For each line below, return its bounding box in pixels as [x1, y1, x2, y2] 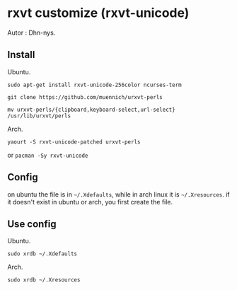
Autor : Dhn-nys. [7, 28, 56, 37]
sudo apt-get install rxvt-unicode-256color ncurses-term [7, 81, 182, 88]
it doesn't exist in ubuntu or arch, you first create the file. [7, 197, 173, 206]
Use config [7, 218, 57, 230]
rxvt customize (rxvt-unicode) [7, 5, 190, 21]
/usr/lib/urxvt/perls [7, 112, 71, 120]
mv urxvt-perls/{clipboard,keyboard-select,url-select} [7, 106, 175, 113]
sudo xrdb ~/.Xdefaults [7, 250, 78, 257]
